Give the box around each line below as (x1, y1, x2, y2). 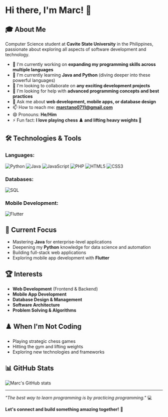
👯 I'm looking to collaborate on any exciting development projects (12, 83, 150, 88)
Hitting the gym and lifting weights (12, 343, 83, 349)
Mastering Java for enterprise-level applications (12, 239, 112, 245)
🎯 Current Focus (5, 225, 57, 234)
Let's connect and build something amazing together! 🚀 (5, 406, 123, 412)
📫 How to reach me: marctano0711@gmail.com (12, 104, 113, 110)
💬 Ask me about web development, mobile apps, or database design (12, 99, 156, 104)
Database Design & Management (12, 296, 82, 303)
